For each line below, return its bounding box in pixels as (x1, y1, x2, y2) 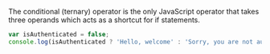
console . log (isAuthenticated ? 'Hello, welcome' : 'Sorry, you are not (8, 37, 253, 46)
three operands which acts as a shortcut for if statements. (8, 15, 201, 25)
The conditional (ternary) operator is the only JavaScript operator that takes (8, 7, 260, 16)
